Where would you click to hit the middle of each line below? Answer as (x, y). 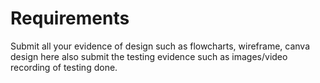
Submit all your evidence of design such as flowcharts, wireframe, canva (160, 46)
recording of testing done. (64, 67)
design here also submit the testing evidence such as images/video (149, 56)
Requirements (70, 18)
